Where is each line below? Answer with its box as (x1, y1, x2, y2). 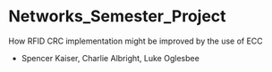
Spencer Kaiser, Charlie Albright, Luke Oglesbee (21, 52, 200, 63)
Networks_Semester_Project (8, 6, 226, 27)
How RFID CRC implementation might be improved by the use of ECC (8, 36, 263, 46)
